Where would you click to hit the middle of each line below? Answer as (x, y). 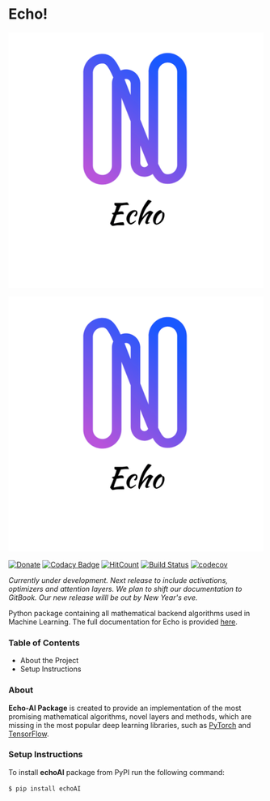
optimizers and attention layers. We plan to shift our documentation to (125, 589)
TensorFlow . (29, 734)
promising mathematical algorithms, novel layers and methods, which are (130, 716)
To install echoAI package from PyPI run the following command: (116, 772)
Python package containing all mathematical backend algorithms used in (129, 613)
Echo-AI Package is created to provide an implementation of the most (125, 708)
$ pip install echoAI (45, 788)
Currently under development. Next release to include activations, (118, 580)
